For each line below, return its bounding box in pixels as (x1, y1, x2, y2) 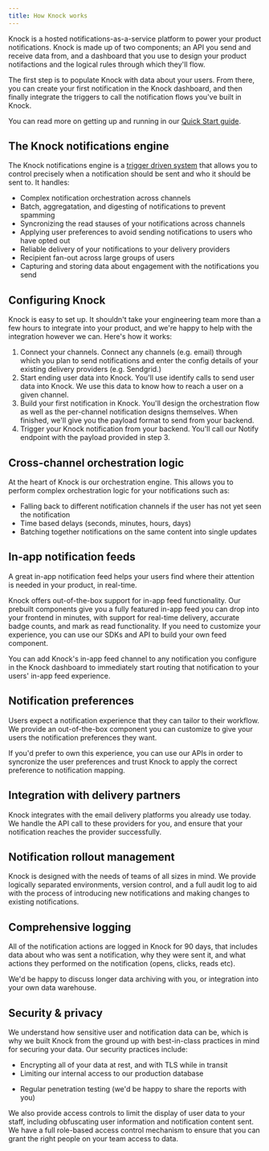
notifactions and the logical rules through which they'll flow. (8, 59, 206, 69)
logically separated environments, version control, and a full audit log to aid (8, 880, 258, 890)
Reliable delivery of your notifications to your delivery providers (19, 244, 230, 254)
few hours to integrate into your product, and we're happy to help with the (8, 323, 253, 333)
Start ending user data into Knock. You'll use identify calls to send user (19, 373, 255, 382)
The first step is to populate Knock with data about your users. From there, (8, 75, 255, 84)
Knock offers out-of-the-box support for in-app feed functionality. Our (8, 595, 241, 605)
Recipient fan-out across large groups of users (19, 253, 175, 263)
